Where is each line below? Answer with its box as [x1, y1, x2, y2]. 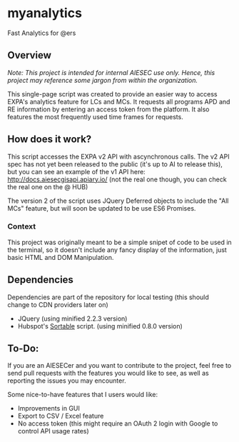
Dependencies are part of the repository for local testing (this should [7, 293, 209, 301]
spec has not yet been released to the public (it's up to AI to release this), [7, 159, 223, 169]
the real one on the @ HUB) [7, 182, 88, 191]
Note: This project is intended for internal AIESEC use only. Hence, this [7, 68, 215, 76]
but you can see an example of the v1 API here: [7, 167, 146, 176]
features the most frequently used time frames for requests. [7, 112, 183, 121]
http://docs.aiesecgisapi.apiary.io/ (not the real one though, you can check [7, 175, 227, 184]
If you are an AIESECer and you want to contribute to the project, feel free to [7, 361, 232, 370]
